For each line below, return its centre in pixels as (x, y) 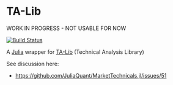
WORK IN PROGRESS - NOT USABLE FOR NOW (66, 28)
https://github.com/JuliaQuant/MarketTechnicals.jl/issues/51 (91, 75)
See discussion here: (33, 64)
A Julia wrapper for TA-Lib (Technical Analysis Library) (75, 52)
